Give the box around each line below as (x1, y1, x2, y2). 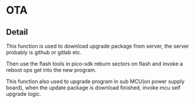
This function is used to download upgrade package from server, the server (6, 42, 189, 49)
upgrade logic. (6, 91, 42, 97)
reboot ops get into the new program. (6, 67, 97, 74)
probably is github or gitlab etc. (6, 49, 82, 56)
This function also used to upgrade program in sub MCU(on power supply (6, 78, 185, 85)
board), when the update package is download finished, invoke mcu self (6, 84, 181, 91)
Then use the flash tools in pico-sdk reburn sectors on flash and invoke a (6, 60, 183, 67)
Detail (6, 27, 28, 37)
